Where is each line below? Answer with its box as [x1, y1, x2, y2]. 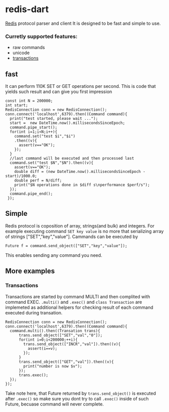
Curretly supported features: [5, 33, 78, 40]
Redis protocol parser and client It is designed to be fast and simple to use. [5, 20, 161, 26]
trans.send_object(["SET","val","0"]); [18, 333, 102, 338]
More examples [5, 267, 55, 276]
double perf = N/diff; [14, 178, 62, 183]
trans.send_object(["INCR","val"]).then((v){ [23, 341, 121, 347]
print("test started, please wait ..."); [10, 116, 98, 121]
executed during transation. [5, 309, 63, 315]
